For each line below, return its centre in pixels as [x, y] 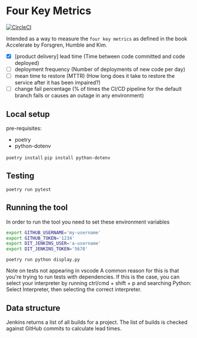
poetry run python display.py [43, 260]
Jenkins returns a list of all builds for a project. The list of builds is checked [97, 322]
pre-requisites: [24, 128]
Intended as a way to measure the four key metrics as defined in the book [97, 38]
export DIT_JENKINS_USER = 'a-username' [54, 244]
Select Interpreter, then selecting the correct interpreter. [74, 290]
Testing [20, 176]
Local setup [28, 114]
